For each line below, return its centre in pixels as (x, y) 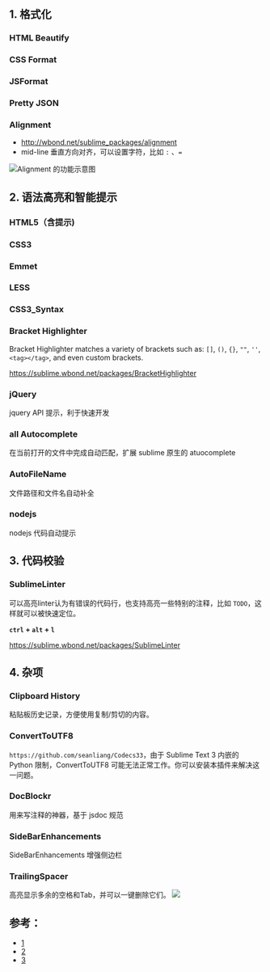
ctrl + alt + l (32, 629)
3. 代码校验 (37, 561)
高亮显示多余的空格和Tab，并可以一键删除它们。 (90, 895)
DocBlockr (30, 797)
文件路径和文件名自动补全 (52, 492)
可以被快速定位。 (51, 613)
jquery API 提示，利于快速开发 (59, 412)
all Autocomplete (44, 433)
